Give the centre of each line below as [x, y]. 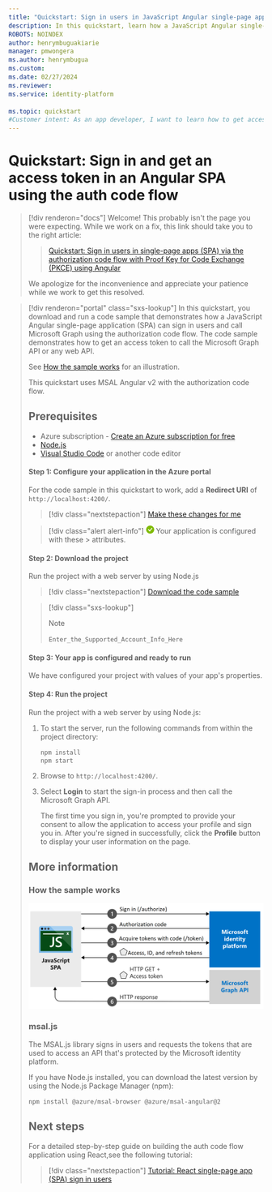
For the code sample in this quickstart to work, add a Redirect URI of [142, 490]
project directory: [69, 736]
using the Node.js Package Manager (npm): [101, 1086]
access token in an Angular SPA [117, 178]
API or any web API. [61, 351]
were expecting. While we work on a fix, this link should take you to [140, 226]
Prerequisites [63, 416]
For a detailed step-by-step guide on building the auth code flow [136, 1146]
